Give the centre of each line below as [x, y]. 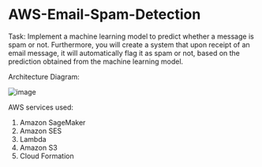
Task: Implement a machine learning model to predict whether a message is [131, 36]
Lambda [33, 139]
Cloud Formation [47, 156]
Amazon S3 [38, 147]
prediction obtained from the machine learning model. [96, 61]
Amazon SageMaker [52, 122]
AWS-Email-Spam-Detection [105, 15]
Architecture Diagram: [44, 76]
